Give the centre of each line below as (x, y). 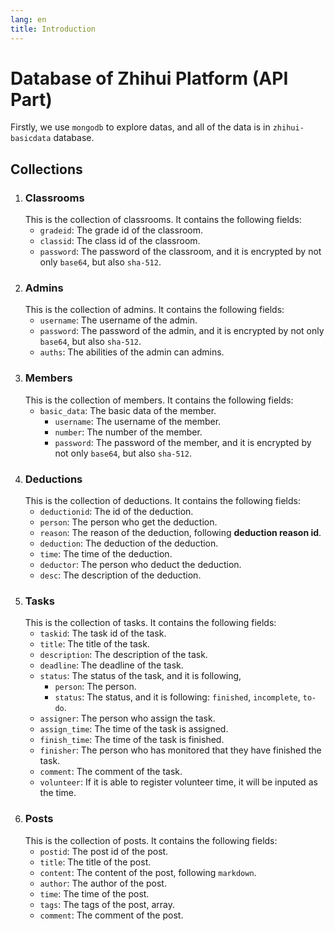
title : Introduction (53, 29)
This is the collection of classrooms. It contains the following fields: (163, 220)
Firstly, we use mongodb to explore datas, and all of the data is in (140, 127)
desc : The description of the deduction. (120, 575)
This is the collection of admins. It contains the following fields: (154, 310)
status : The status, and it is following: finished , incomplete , (177, 697)
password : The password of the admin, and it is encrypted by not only (182, 331)
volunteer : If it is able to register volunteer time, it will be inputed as (178, 782)
